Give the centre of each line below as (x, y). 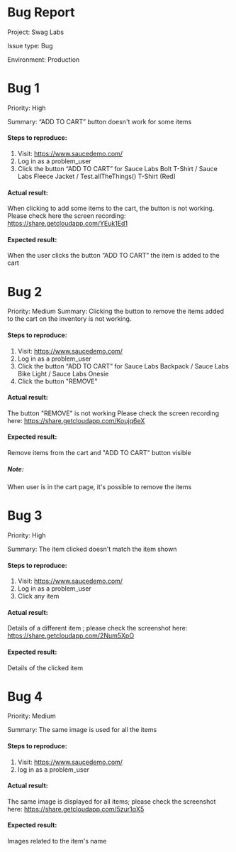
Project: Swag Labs (36, 32)
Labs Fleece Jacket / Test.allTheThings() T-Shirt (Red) (96, 176)
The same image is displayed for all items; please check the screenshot (112, 801)
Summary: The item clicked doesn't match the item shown (92, 549)
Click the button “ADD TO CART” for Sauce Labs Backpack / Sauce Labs (123, 366)
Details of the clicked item (45, 667)
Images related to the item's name (57, 841)
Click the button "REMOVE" (57, 381)
